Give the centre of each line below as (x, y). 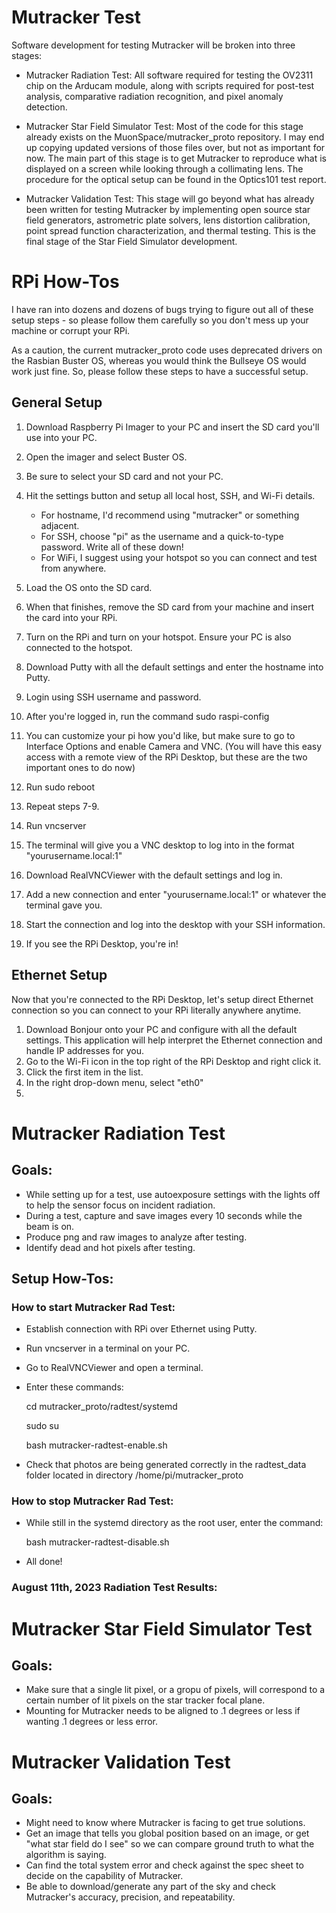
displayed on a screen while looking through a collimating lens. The (164, 168)
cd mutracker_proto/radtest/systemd (101, 1407)
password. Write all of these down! (112, 547)
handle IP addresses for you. (85, 1050)
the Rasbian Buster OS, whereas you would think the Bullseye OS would (159, 360)
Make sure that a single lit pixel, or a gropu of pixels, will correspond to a (175, 1690)
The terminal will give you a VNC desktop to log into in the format (160, 845)
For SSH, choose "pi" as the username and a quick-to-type (162, 536)
